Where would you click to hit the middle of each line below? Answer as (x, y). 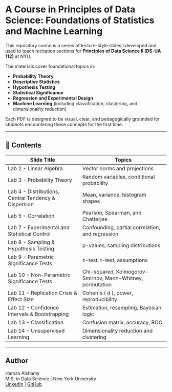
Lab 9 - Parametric (31, 257)
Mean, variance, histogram (114, 194)
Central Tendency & (31, 198)
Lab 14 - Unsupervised (36, 330)
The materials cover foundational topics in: (50, 66)
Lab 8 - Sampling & (31, 242)
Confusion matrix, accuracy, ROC (122, 322)
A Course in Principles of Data (70, 9)
